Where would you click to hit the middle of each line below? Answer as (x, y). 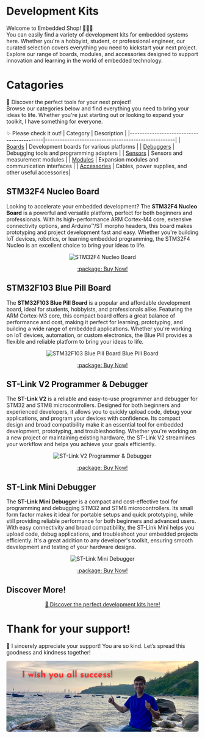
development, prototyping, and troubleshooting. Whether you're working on (102, 431)
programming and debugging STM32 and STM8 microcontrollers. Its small (100, 508)
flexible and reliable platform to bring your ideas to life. (75, 341)
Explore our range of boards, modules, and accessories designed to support (102, 54)
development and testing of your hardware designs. (71, 547)
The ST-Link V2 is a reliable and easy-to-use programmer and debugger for (102, 399)
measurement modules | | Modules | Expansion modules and (82, 159)
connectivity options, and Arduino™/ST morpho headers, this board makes (99, 225)
